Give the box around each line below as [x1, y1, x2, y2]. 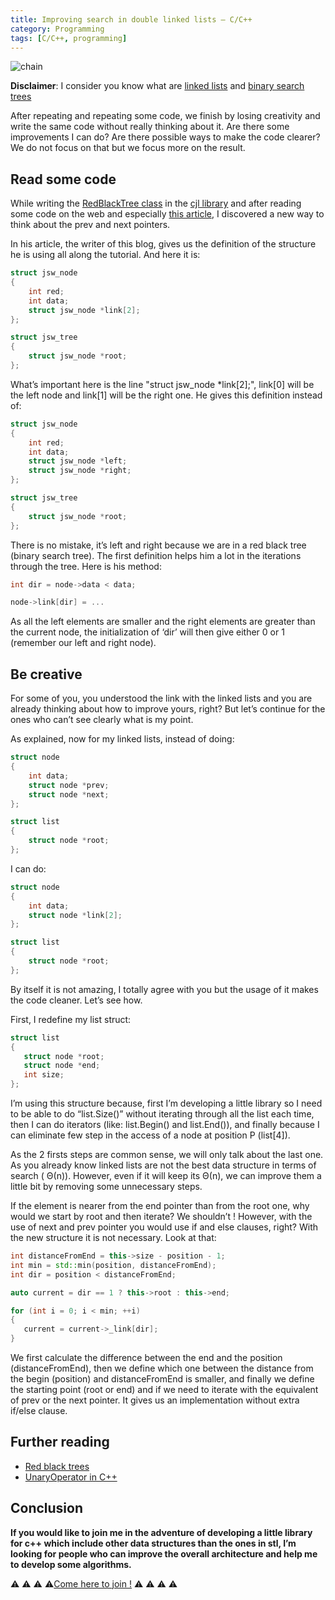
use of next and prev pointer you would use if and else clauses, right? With [10, 1221, 318, 1233]
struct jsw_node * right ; [28, 466, 132, 476]
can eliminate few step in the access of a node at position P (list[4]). [10, 1129, 291, 1141]
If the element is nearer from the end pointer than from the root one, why [10, 1200, 310, 1211]
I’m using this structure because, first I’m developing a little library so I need [10, 1097, 323, 1109]
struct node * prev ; [28, 780, 110, 790]
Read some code [10, 171, 117, 188]
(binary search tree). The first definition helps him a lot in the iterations [10, 549, 302, 561]
